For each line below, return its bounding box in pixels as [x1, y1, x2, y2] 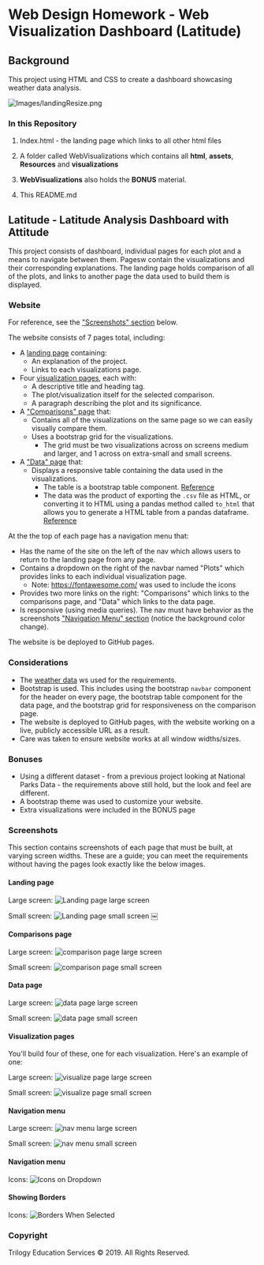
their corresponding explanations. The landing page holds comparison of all [8, 263, 255, 273]
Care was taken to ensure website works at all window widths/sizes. [19, 734, 242, 743]
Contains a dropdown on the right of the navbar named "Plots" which [19, 563, 244, 573]
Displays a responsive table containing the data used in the [31, 466, 223, 475]
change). [19, 622, 49, 632]
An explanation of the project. [31, 357, 128, 366]
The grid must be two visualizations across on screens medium [43, 441, 249, 450]
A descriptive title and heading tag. [31, 381, 146, 392]
